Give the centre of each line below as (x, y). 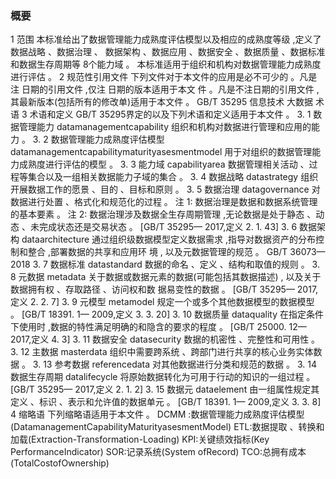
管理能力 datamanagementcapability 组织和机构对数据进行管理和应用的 (165, 127)
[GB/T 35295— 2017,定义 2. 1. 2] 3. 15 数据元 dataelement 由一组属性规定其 (165, 389)
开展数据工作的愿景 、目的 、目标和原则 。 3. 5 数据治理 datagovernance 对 (165, 189)
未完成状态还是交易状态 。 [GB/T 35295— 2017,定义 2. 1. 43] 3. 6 (163, 227)
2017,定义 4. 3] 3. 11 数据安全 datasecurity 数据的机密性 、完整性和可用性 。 (165, 339)
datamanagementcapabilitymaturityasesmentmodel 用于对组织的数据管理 (161, 152)
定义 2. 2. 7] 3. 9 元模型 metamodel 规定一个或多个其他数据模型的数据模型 (162, 302)
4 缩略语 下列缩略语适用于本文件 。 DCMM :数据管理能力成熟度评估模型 (157, 414)
